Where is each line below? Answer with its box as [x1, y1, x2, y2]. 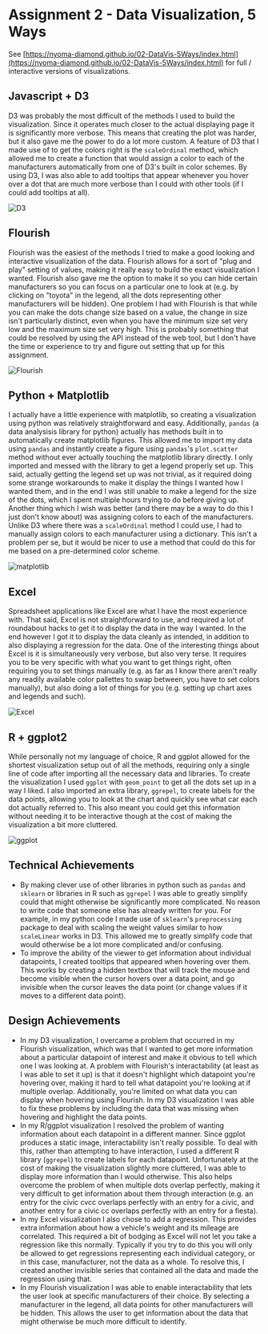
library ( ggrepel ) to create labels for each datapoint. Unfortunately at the [19, 1154, 258, 1164]
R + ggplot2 [8, 730, 68, 744]
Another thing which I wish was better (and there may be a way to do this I [8, 504, 254, 513]
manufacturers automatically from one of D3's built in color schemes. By [8, 162, 248, 172]
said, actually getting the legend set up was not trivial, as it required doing [8, 469, 252, 479]
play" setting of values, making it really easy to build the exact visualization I [8, 265, 260, 274]
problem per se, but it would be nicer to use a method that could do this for [8, 537, 256, 547]
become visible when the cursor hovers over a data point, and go [19, 973, 235, 983]
